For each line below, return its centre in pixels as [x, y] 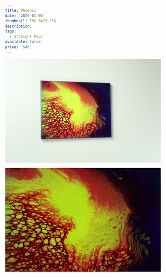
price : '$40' [19, 47]
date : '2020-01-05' [25, 16]
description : [19, 26]
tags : [11, 31]
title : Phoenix [21, 10]
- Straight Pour [26, 37]
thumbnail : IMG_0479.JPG [31, 21]
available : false [23, 42]
